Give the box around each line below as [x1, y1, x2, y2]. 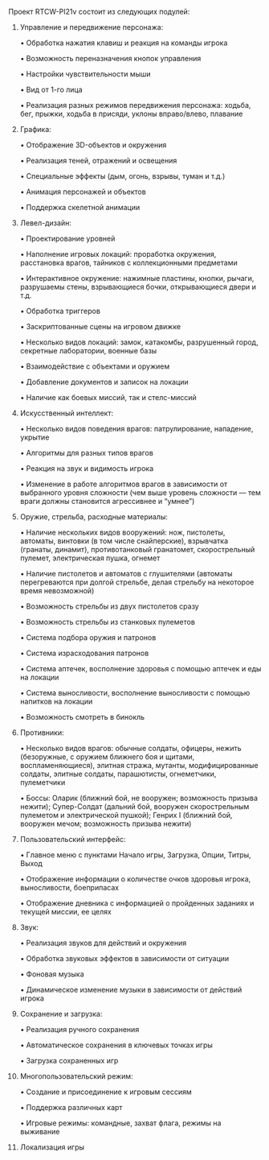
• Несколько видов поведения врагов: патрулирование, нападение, [19, 424, 254, 433]
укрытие [19, 432, 50, 442]
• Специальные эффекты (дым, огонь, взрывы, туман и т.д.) [19, 171, 226, 180]
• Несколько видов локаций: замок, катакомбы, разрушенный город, [19, 337, 259, 347]
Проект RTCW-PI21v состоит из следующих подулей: [8, 7, 190, 16]
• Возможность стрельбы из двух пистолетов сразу [19, 601, 199, 611]
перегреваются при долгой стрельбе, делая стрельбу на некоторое [19, 577, 255, 587]
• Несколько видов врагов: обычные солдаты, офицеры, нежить [19, 744, 243, 753]
